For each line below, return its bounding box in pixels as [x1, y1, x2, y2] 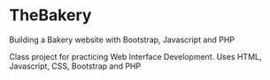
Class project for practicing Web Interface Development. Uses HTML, [9, 51, 262, 62]
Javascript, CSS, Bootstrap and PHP [9, 61, 142, 71]
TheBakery [9, 5, 92, 25]
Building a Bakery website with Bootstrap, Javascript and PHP [9, 34, 235, 45]
